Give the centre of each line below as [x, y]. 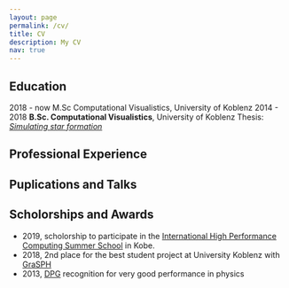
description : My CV [45, 42]
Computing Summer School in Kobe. [88, 245]
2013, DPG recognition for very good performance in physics [133, 273]
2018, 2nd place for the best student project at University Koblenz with [151, 254]
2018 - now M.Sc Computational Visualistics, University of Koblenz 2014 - [144, 107]
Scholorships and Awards [82, 215]
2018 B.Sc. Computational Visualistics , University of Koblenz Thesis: [137, 117]
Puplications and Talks [73, 184]
